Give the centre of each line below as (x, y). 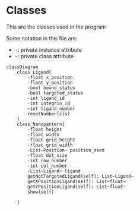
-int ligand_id (46, 98)
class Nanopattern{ (41, 124)
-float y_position (50, 83)
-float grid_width (50, 145)
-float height (45, 129)
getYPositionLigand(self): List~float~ (77, 187)
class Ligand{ (34, 72)
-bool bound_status (52, 88)
